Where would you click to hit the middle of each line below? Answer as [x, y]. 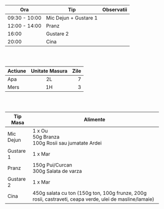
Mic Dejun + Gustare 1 [72, 18]
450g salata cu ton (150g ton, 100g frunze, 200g [90, 193]
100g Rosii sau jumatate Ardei [67, 143]
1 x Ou [40, 131]
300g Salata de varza [57, 171]
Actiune [17, 71]
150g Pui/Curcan [52, 165]
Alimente [95, 119]
